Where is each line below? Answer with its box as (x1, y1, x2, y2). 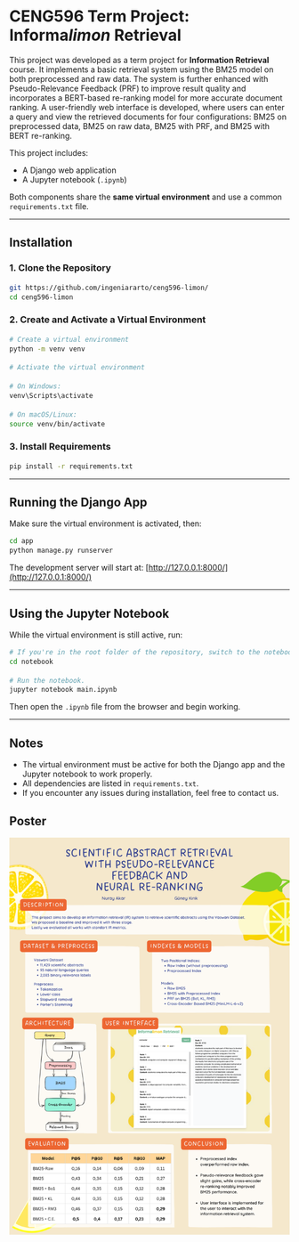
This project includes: (9, 147, 89, 158)
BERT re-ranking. (9, 130, 73, 141)
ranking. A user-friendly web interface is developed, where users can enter (9, 101, 285, 112)
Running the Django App (9, 494, 148, 509)
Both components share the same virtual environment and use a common (9, 191, 283, 202)
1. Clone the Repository (9, 262, 111, 274)
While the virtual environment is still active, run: (9, 629, 183, 640)
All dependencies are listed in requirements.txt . (21, 778, 199, 789)
